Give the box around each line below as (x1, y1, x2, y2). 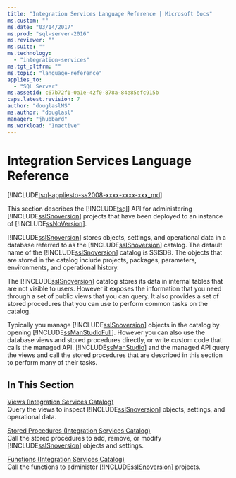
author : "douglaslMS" (7, 103, 71, 110)
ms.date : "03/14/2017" (7, 23, 74, 30)
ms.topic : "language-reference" (7, 69, 102, 76)
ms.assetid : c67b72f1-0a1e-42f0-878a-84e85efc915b (7, 89, 159, 96)
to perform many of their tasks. (7, 358, 97, 367)
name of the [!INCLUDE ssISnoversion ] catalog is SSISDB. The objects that (7, 248, 223, 257)
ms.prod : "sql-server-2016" (7, 30, 90, 37)
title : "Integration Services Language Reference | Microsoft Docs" (7, 10, 213, 18)
